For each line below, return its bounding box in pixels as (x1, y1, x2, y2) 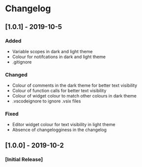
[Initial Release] (5, 156, 43, 163)
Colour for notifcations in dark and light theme (12, 54, 106, 60)
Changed (5, 71, 28, 78)
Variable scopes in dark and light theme (12, 48, 93, 54)
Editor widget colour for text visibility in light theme (12, 122, 115, 128)
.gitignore (12, 59, 32, 65)
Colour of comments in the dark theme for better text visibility (12, 82, 138, 89)
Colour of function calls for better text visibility (12, 88, 107, 94)
